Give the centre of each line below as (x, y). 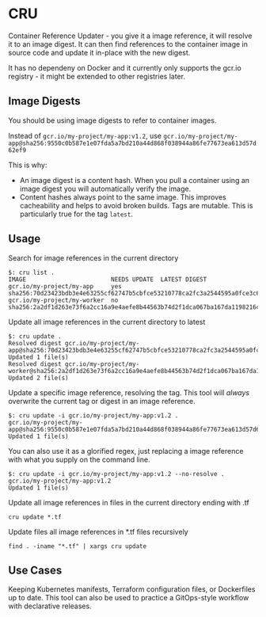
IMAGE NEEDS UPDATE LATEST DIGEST (108, 279)
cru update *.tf (35, 517)
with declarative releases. (50, 606)
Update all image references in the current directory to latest (107, 322)
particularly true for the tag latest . (76, 214)
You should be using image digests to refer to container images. (112, 120)
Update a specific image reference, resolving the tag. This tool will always (129, 392)
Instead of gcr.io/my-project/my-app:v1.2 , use (85, 135)
